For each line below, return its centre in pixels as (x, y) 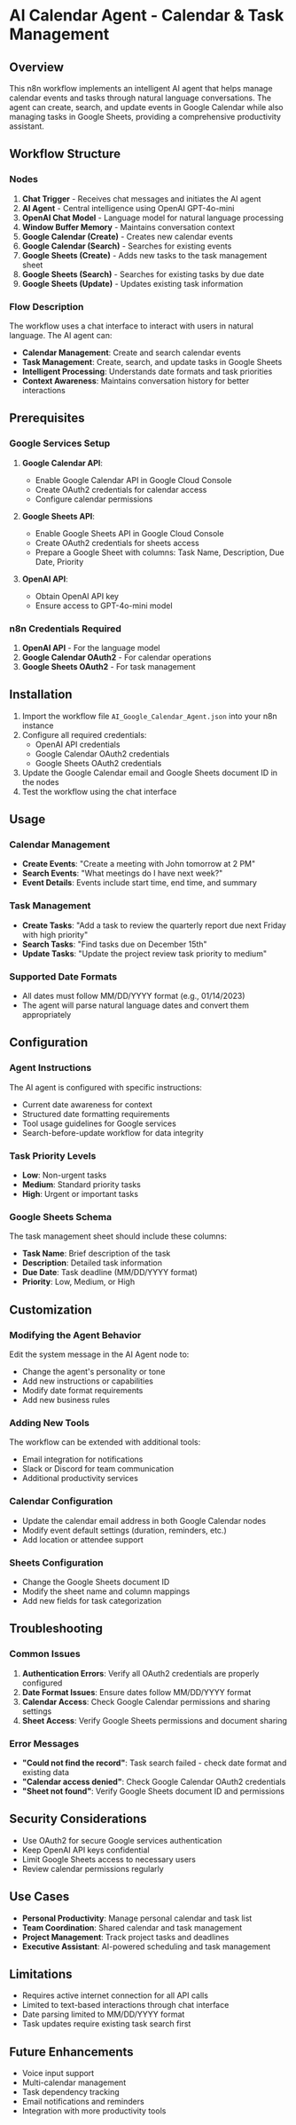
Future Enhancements (72, 2052)
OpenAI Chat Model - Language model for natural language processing (152, 218)
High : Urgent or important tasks (80, 1194)
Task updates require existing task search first (106, 2024)
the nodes (40, 781)
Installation (41, 695)
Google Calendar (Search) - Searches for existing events (127, 246)
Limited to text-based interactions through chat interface (125, 2005)
